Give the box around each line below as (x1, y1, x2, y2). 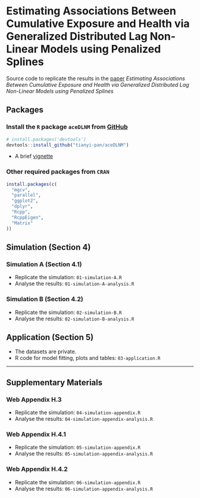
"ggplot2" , (11, 198, 39, 204)
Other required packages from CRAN (6, 167, 110, 176)
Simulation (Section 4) (6, 242, 91, 252)
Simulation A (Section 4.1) (6, 260, 82, 268)
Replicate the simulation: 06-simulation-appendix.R (14, 478, 141, 485)
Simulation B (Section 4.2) (6, 295, 83, 303)
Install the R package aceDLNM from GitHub (6, 123, 128, 131)
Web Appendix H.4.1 (6, 430, 67, 438)
